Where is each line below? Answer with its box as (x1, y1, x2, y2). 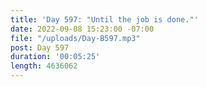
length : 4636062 (10, 61, 78, 71)
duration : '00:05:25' (10, 52, 101, 62)
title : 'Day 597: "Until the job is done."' (10, 14, 199, 25)
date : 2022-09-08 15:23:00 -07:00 (10, 24, 155, 34)
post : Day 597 (10, 42, 70, 53)
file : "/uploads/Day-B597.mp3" (10, 33, 141, 43)
